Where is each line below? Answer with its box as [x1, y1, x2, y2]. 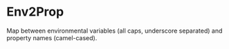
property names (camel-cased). [6, 33, 98, 42]
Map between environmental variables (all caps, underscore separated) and [6, 27, 223, 35]
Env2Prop [6, 4, 64, 20]
